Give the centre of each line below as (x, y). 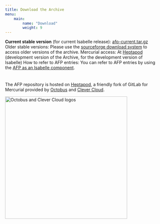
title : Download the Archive (35, 10)
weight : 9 (32, 28)
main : (20, 19)
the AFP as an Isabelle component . (40, 68)
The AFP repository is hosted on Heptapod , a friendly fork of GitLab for (76, 85)
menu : (10, 14)
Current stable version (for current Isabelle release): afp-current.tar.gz (77, 42)
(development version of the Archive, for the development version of (74, 57)
